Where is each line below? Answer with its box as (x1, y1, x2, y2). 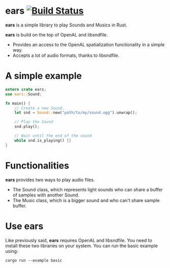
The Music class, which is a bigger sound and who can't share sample (12, 197, 160, 203)
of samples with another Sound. (12, 192, 80, 198)
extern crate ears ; (5, 87, 47, 92)
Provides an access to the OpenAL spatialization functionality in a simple (12, 41, 165, 48)
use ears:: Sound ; (5, 91, 42, 96)
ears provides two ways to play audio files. (5, 177, 95, 183)
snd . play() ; (14, 124, 40, 129)
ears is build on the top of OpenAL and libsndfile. (5, 31, 108, 38)
